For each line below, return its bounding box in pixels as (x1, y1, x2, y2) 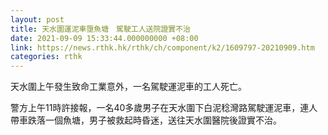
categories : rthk (10, 52, 83, 62)
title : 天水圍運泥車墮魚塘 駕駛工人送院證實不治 (10, 24, 191, 34)
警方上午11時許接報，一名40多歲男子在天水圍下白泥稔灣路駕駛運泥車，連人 (10, 102, 318, 114)
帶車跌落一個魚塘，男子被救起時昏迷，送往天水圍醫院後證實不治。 (10, 114, 282, 126)
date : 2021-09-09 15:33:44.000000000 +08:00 (10, 33, 199, 43)
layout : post (10, 14, 65, 25)
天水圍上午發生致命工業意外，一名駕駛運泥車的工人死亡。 (10, 81, 247, 93)
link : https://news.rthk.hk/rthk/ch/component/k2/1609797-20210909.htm (10, 42, 315, 53)
